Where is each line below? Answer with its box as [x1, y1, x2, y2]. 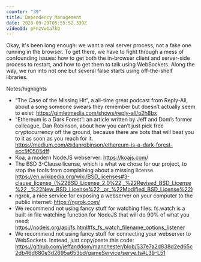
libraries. [6, 74, 28, 81]
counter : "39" [6, 8, 42, 15]
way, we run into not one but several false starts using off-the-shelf [6, 67, 173, 75]
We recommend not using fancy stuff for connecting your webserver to [14, 230, 191, 237]
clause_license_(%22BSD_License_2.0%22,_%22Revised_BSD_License [14, 179, 191, 187]
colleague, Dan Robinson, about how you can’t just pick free [14, 122, 164, 129]
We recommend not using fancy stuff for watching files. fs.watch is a [14, 205, 185, 212]
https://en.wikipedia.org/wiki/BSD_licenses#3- [14, 173, 130, 180]
